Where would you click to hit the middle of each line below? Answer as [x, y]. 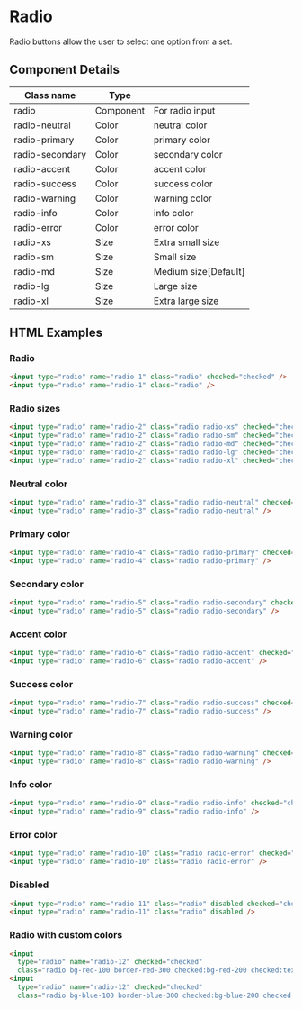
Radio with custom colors [66, 935]
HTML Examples [56, 333]
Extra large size [186, 301]
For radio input [184, 110]
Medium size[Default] [199, 271]
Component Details [64, 70]
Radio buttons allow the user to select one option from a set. [121, 41]
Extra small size [187, 242]
